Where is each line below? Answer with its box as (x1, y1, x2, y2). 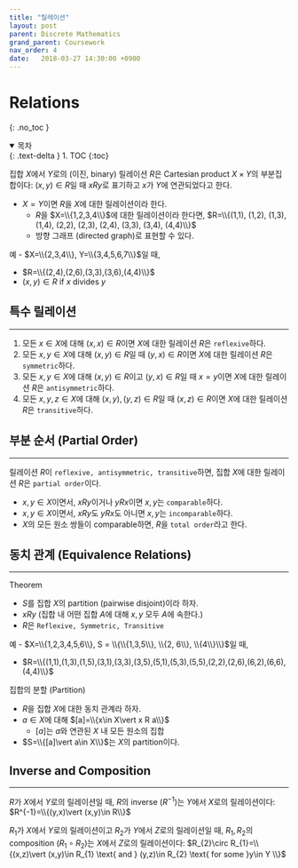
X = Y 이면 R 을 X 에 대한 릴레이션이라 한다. (21, 198, 168, 209)
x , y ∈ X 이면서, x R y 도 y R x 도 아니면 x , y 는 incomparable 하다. (21, 507, 233, 518)
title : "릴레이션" (9, 12, 70, 22)
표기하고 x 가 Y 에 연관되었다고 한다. (111, 179, 232, 190)
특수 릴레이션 (9, 304, 77, 320)
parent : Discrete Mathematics (9, 29, 122, 38)
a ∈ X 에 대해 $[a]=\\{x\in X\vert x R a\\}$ (21, 714, 170, 725)
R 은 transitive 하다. (21, 404, 94, 415)
